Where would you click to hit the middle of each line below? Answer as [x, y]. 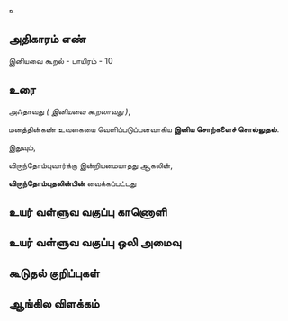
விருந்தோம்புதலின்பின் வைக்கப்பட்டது [72, 183]
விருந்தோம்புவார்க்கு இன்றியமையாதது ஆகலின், [90, 165]
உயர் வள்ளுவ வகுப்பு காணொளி [88, 212]
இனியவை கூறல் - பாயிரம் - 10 [61, 60]
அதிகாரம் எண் [47, 39]
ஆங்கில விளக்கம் [54, 303]
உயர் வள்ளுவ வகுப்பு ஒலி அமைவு [95, 242]
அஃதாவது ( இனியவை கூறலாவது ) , [70, 111]
